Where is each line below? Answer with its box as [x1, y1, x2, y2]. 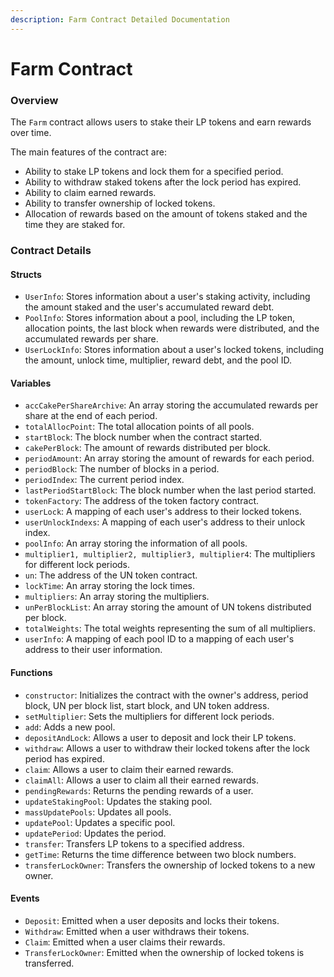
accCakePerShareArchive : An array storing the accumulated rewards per [24, 399, 319, 411]
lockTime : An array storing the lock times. [24, 580, 196, 592]
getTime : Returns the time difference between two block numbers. [24, 848, 297, 860]
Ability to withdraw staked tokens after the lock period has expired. [24, 176, 302, 188]
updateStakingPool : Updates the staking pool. [24, 795, 213, 807]
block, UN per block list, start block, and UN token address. [24, 699, 270, 711]
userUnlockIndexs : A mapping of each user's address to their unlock [24, 516, 306, 528]
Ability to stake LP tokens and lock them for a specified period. [24, 166, 284, 178]
